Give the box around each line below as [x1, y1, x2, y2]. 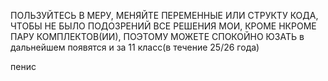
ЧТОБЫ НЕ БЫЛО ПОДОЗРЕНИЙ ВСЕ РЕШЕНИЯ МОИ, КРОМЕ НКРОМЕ [10, 20, 317, 32]
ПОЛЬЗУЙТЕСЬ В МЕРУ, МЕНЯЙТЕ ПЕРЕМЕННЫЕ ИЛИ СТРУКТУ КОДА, [10, 10, 319, 21]
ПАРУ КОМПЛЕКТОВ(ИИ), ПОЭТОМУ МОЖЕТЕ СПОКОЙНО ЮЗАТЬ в [10, 31, 305, 42]
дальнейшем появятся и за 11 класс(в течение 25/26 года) [10, 41, 260, 53]
